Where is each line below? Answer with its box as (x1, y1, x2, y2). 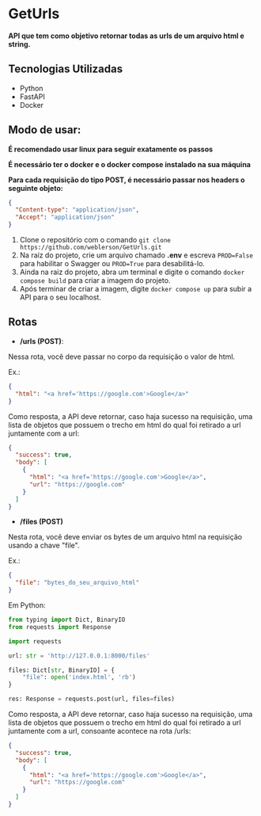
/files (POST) (19, 517, 63, 527)
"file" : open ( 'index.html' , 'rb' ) (22, 673, 136, 681)
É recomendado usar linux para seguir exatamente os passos (8, 144, 214, 154)
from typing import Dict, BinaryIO (8, 616, 126, 623)
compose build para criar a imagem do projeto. (19, 276, 171, 285)
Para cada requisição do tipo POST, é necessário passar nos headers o (8, 175, 245, 185)
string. (8, 39, 31, 48)
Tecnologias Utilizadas (8, 63, 123, 76)
